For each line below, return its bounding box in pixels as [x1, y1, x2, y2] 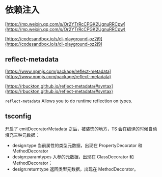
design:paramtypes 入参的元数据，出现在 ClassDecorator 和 [12, 153, 134, 160]
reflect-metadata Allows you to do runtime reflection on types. [5, 98, 133, 104]
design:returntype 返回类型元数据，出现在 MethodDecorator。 [12, 166, 138, 172]
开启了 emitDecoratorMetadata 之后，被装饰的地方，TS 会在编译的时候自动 [5, 126, 157, 132]
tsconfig [5, 112, 32, 120]
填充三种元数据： [5, 132, 40, 138]
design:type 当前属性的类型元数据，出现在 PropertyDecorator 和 [12, 142, 142, 148]
